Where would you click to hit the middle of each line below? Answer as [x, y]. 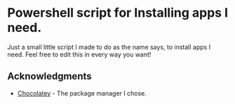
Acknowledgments [50, 76]
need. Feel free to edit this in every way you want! [79, 54]
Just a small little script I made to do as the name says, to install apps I [109, 47]
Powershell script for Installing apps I [118, 13]
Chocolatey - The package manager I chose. [82, 93]
